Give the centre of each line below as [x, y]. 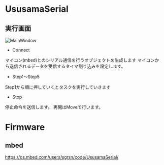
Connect [21, 50]
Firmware [25, 127]
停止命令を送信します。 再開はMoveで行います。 [54, 107]
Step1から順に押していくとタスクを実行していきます [58, 87]
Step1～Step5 [26, 77]
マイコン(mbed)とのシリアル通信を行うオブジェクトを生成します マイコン [80, 60]
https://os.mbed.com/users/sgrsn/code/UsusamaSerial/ [62, 157]
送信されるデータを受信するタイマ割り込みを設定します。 [67, 66]
